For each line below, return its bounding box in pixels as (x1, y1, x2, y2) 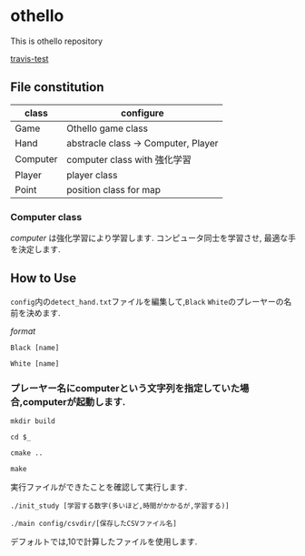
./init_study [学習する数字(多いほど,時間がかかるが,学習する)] (10, 501, 230, 511)
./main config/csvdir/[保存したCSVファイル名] (10, 520, 178, 529)
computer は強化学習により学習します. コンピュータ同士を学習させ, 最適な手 (10, 233, 296, 244)
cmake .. (10, 449, 44, 458)
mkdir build (10, 417, 55, 426)
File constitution (10, 79, 104, 96)
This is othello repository (10, 35, 103, 46)
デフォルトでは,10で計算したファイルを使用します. (10, 536, 198, 547)
